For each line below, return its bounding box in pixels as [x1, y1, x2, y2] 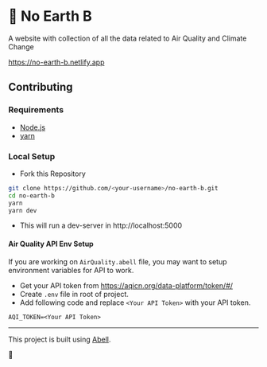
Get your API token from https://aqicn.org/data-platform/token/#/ [19, 280, 233, 290]
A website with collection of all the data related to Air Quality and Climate [8, 33, 247, 43]
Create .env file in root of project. [19, 289, 130, 299]
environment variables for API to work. [8, 265, 134, 275]
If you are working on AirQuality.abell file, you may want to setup [8, 256, 228, 266]
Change [8, 41, 34, 51]
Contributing [8, 80, 73, 94]
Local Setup [8, 150, 56, 162]
